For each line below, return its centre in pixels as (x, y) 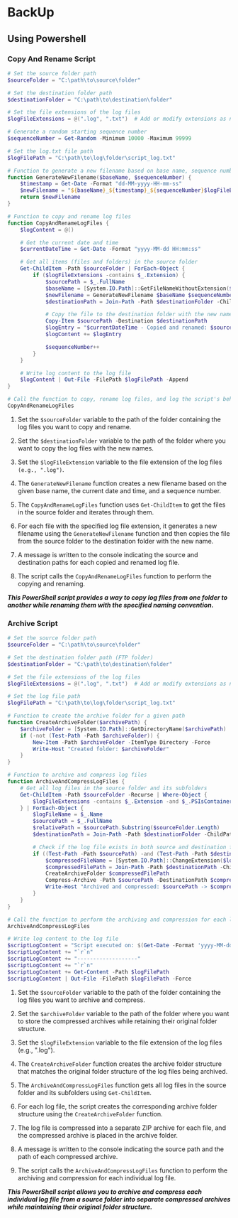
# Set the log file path (44, 696)
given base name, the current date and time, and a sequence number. (119, 490)
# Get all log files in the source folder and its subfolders (114, 788)
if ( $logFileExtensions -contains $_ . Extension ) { (109, 275)
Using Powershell (47, 39)
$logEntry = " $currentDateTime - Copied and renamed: (126, 328)
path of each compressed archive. (68, 1156)
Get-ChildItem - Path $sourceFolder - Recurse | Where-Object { (114, 794)
